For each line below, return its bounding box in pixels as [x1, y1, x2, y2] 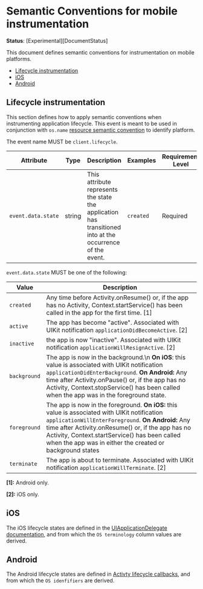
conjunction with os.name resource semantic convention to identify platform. [6, 126, 195, 134]
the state [86, 192, 112, 201]
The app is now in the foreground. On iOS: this [46, 400, 178, 409]
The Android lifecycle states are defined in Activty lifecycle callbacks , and [6, 570, 190, 578]
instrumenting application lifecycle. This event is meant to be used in [6, 120, 177, 127]
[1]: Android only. [6, 479, 50, 486]
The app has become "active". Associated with [46, 318, 179, 327]
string [64, 212, 82, 220]
